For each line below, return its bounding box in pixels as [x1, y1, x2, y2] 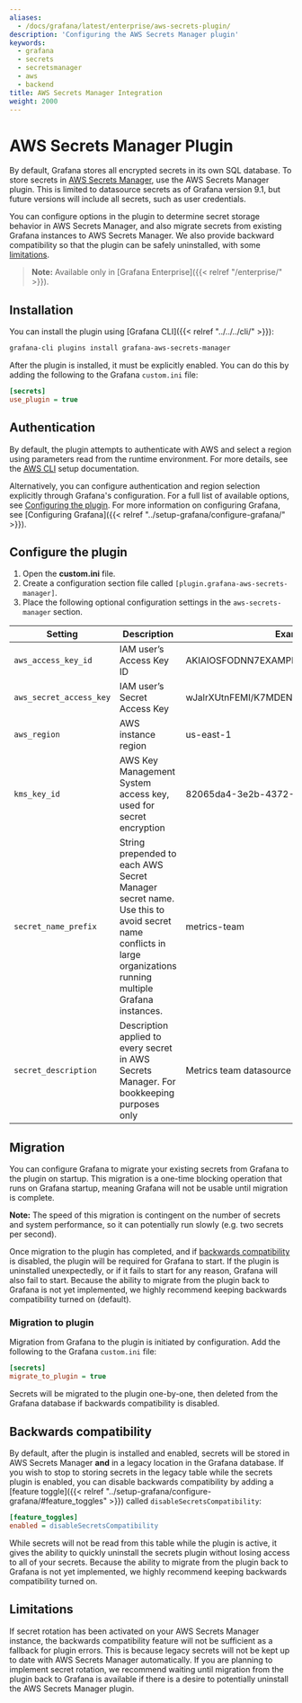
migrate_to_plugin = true [9, 1372, 106, 1381]
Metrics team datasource [185, 1064, 292, 1077]
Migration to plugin [9, 1317, 94, 1329]
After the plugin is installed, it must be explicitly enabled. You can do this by [9, 360, 289, 370]
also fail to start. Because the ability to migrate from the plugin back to [9, 1275, 270, 1286]
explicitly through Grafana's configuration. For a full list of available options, [9, 490, 289, 501]
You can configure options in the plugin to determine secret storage [9, 211, 261, 222]
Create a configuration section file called [22, 578, 173, 589]
